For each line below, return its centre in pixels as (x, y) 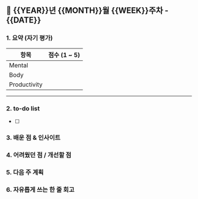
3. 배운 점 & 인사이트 (33, 138)
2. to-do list (23, 108)
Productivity (26, 84)
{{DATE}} (24, 20)
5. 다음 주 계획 (25, 172)
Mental (19, 65)
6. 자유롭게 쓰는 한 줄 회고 (40, 190)
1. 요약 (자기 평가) (29, 38)
